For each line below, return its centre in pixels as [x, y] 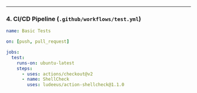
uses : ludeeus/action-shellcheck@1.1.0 [76, 85]
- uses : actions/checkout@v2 [57, 74]
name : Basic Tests [28, 31]
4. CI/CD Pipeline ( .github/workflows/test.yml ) [74, 19]
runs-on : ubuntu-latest [46, 63]
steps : [25, 68]
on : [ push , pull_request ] [38, 42]
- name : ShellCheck [45, 80]
